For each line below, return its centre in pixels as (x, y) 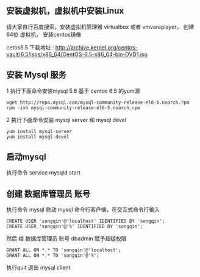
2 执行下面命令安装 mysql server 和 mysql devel (66, 120)
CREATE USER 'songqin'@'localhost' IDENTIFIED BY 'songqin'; (86, 221)
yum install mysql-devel (38, 137)
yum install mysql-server (39, 131)
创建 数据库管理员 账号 (48, 194)
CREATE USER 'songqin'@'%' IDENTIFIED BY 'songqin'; (75, 227)
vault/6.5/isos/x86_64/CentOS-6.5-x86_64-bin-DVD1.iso (77, 54)
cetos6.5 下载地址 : (30, 47)
